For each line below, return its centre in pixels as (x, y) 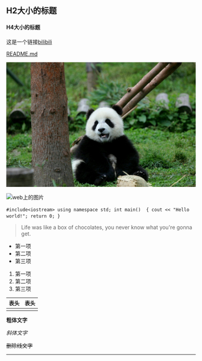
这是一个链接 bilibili (29, 41)
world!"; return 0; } (33, 216)
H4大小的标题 (23, 27)
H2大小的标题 (32, 11)
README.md (22, 53)
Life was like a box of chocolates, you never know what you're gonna (106, 227)
